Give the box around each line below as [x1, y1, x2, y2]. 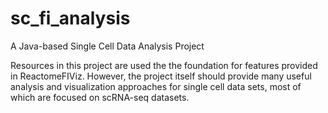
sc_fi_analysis [10, 7, 131, 30]
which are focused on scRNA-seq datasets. [10, 91, 190, 103]
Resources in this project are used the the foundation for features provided [10, 59, 318, 71]
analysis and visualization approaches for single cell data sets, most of [10, 80, 302, 92]
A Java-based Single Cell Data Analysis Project [10, 40, 205, 52]
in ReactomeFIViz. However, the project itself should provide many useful [10, 70, 312, 82]
